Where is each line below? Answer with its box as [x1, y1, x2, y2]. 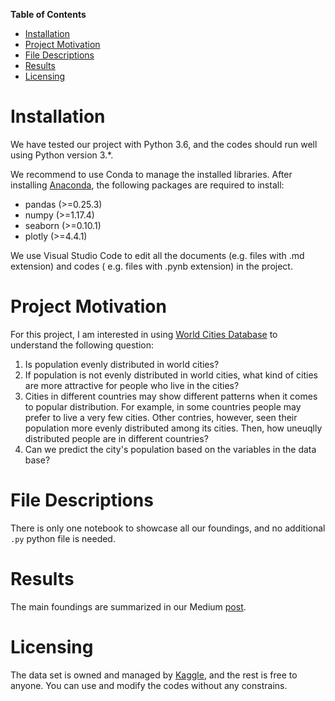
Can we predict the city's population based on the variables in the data [24, 443, 317, 455]
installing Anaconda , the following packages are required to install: [10, 179, 285, 191]
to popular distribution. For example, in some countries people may [24, 400, 302, 413]
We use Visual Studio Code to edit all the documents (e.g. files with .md [10, 249, 305, 261]
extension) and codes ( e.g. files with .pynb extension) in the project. [10, 260, 293, 272]
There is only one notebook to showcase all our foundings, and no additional [10, 522, 326, 534]
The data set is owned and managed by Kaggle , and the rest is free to [10, 669, 298, 681]
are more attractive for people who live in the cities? [24, 379, 240, 391]
